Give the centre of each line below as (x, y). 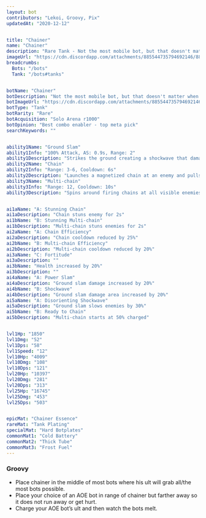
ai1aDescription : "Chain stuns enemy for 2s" (65, 215)
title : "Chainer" (29, 40)
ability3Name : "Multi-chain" (44, 181)
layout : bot (21, 12)
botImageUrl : (23, 102)
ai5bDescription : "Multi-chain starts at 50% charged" (78, 318)
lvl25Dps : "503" (27, 403)
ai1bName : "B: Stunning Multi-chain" (55, 221)
